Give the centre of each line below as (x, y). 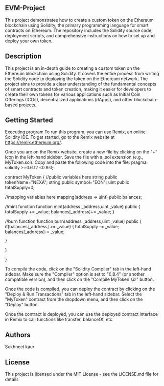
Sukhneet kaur (20, 347)
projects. (28, 105)
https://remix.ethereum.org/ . (34, 143)
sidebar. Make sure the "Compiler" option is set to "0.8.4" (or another (75, 274)
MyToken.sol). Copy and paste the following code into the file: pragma (76, 162)
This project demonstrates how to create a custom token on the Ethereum (79, 20)
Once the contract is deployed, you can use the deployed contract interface (82, 314)
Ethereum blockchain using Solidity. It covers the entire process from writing (82, 73)
